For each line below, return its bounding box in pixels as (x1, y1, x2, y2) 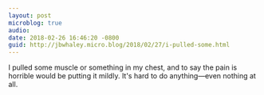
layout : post (8, 11, 52, 20)
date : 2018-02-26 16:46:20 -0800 (8, 33, 120, 42)
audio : (8, 26, 30, 34)
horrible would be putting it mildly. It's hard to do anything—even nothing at (8, 71, 257, 81)
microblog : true (8, 19, 62, 27)
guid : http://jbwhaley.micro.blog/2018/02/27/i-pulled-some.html (8, 41, 230, 49)
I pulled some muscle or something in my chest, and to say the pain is (8, 63, 238, 72)
